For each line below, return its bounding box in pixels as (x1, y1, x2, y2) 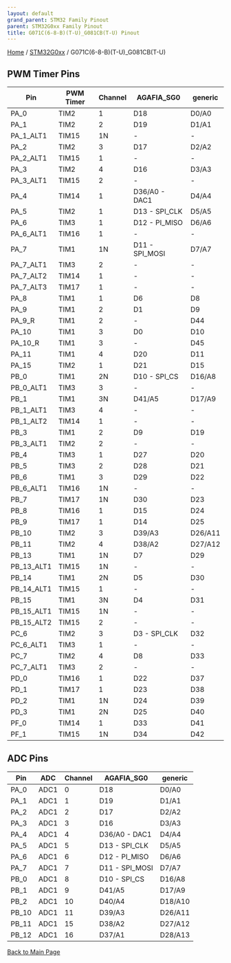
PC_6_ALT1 (10, 640, 48, 650)
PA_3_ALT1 (10, 176, 47, 186)
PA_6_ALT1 (10, 229, 47, 239)
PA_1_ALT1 (10, 131, 47, 141)
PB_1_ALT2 (10, 417, 47, 426)
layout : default (7, 10, 54, 17)
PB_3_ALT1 (10, 439, 47, 448)
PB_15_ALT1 (10, 607, 52, 616)
